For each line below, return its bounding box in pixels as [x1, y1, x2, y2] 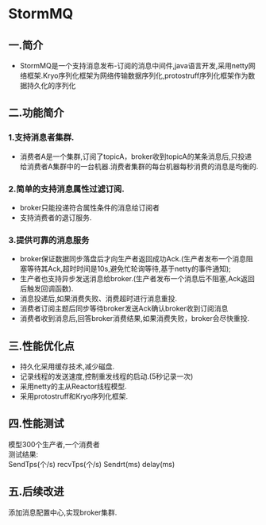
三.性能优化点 [8, 339, 75, 353]
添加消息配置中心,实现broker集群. [8, 508, 118, 517]
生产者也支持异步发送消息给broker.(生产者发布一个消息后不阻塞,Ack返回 [19, 274, 256, 284]
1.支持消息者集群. [8, 132, 75, 143]
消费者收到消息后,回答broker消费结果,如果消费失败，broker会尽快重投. [19, 314, 250, 323]
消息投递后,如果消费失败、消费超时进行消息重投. [19, 294, 177, 303]
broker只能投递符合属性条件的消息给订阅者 [19, 203, 160, 212]
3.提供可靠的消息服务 [8, 234, 90, 245]
